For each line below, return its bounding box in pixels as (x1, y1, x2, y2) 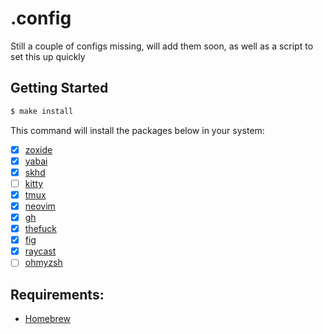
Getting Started (10, 80, 109, 97)
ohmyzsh (24, 257, 63, 269)
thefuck (24, 223, 57, 235)
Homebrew (24, 313, 71, 325)
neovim (24, 200, 56, 212)
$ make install (10, 106, 74, 116)
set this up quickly (10, 50, 86, 62)
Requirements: (10, 286, 105, 303)
